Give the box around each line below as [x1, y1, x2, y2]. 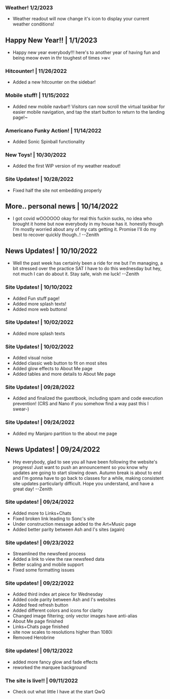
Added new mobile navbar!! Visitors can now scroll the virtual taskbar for [12, 103, 165, 110]
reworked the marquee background [12, 664, 87, 670]
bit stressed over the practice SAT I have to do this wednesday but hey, [12, 266, 162, 272]
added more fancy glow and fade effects [12, 659, 98, 665]
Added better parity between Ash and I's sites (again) [12, 526, 125, 532]
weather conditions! [12, 21, 55, 27]
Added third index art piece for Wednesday [12, 591, 103, 598]
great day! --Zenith [12, 486, 53, 492]
